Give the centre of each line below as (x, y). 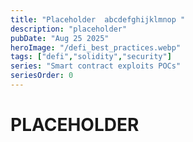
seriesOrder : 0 (42, 76)
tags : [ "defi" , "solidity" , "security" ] (91, 57)
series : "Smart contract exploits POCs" (96, 66)
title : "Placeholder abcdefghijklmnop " (98, 19)
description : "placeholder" (69, 29)
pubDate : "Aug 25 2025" (60, 38)
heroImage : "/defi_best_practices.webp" (96, 47)
